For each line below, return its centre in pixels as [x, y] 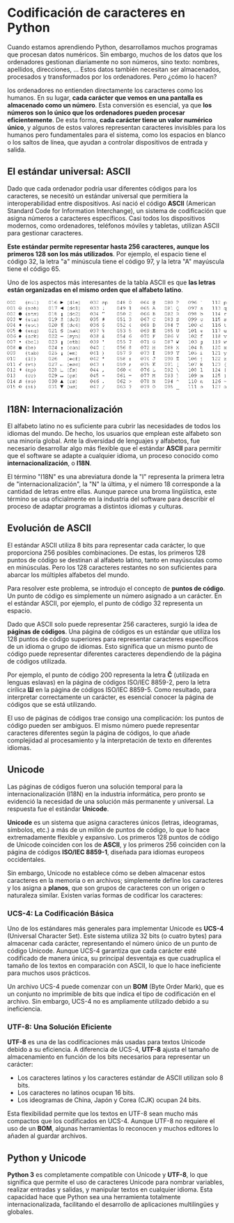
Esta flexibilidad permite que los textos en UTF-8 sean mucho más [103, 1114]
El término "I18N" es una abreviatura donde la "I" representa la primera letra [116, 477]
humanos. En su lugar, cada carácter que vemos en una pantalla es [105, 97]
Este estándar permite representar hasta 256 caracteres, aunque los [108, 247]
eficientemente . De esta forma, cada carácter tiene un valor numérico [110, 119]
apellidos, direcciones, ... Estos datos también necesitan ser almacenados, [114, 69]
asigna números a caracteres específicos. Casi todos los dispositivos [106, 218]
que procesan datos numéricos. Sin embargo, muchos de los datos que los [115, 54]
